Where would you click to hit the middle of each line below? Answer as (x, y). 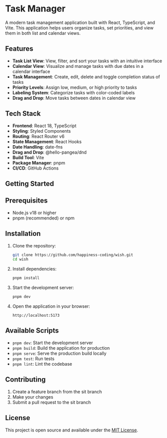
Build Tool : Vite (28, 157)
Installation (23, 234)
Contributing (25, 380)
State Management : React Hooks (47, 141)
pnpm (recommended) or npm (43, 218)
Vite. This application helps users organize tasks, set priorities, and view (79, 27)
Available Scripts (32, 330)
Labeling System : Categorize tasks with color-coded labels (74, 92)
